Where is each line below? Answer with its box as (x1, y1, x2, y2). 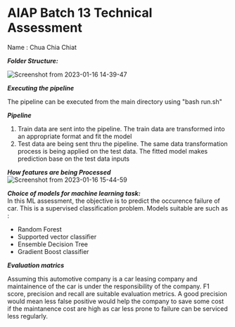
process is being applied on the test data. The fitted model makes (17, 147, 208, 155)
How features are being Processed (7, 168, 111, 176)
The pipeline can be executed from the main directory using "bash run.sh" (7, 97, 223, 106)
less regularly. (7, 312, 48, 320)
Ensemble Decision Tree (17, 240, 89, 248)
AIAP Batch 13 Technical (7, 5, 153, 21)
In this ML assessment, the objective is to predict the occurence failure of (7, 196, 220, 205)
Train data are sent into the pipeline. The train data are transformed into (17, 124, 225, 133)
